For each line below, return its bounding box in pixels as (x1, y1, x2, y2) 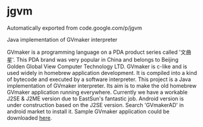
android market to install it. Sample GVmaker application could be (7, 108, 170, 115)
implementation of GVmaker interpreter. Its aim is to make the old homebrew (7, 82, 197, 89)
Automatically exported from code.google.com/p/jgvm (7, 24, 143, 31)
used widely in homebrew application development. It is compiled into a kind (7, 69, 198, 76)
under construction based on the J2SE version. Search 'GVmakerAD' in (7, 101, 184, 108)
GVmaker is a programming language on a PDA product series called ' (7, 48, 181, 56)
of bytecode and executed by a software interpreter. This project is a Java (7, 76, 191, 83)
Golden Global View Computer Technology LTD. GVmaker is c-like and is (7, 62, 187, 70)
